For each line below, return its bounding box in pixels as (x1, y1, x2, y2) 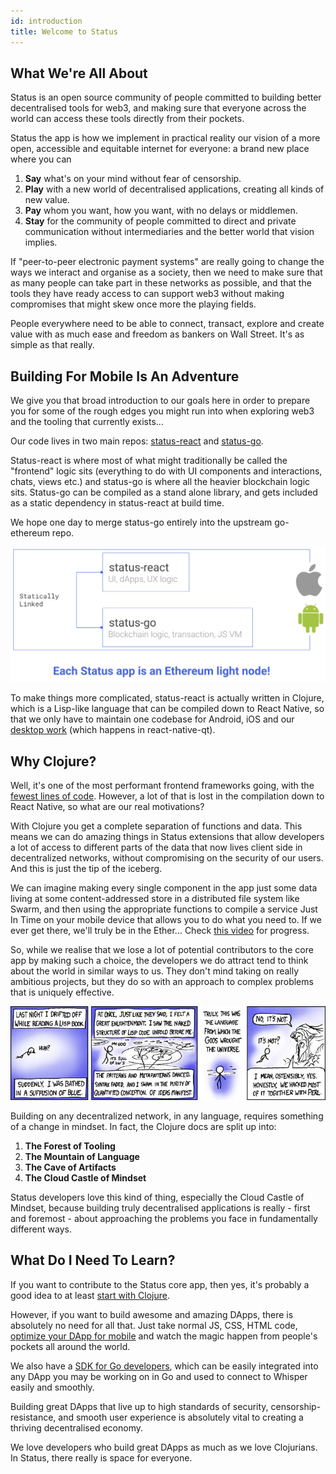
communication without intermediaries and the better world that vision (24, 226, 315, 238)
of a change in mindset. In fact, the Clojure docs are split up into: (10, 1120, 277, 1132)
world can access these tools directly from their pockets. (10, 113, 245, 125)
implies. (24, 236, 58, 249)
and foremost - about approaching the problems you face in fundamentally (10, 1212, 318, 1224)
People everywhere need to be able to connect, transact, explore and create (10, 318, 325, 330)
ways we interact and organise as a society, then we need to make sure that (10, 266, 323, 279)
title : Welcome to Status (10, 26, 118, 37)
